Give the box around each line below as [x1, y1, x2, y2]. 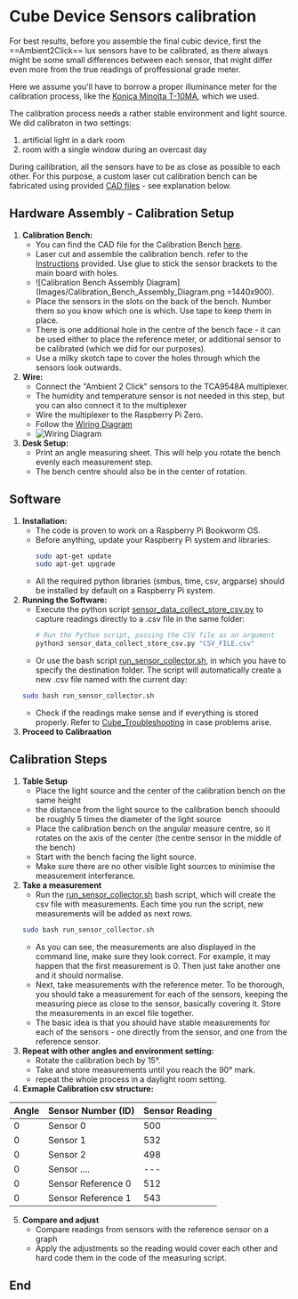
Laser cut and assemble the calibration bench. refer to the [35, 248, 249, 259]
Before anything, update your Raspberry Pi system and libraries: [35, 534, 271, 545]
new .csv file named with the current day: [35, 674, 189, 685]
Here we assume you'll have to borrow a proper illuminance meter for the [9, 81, 278, 92]
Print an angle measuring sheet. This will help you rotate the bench [35, 447, 281, 457]
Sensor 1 [47, 1134, 86, 1146]
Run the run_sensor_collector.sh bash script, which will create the [35, 889, 276, 900]
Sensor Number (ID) [47, 1104, 135, 1117]
